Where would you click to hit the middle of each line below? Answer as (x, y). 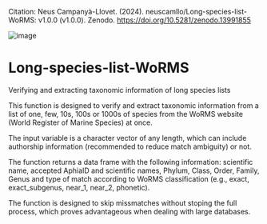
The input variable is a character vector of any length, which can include (128, 138)
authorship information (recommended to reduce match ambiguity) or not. (130, 146)
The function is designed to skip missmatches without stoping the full (123, 202)
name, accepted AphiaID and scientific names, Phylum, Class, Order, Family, (134, 170)
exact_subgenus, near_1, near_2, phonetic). (79, 187)
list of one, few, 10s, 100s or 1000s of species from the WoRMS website (126, 114)
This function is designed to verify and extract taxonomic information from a (134, 105)
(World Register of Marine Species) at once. (81, 122)
